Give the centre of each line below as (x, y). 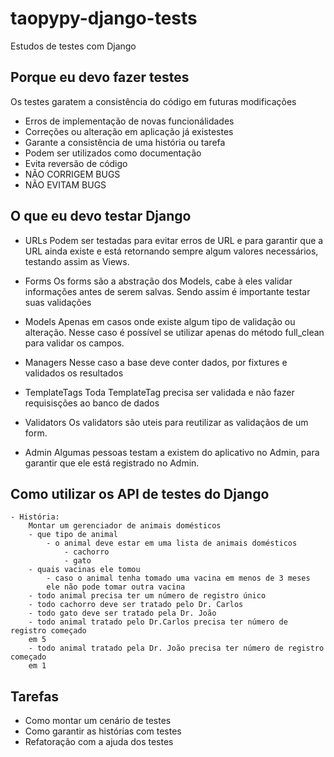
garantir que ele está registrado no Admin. (112, 463)
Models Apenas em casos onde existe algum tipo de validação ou (160, 321)
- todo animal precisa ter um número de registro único (147, 596)
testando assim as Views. (77, 261)
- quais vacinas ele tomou (84, 570)
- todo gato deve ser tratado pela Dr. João (122, 613)
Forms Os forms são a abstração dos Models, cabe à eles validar (158, 281)
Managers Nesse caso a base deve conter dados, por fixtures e (156, 362)
